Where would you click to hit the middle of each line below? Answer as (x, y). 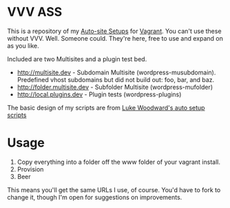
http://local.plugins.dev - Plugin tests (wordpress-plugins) (99, 94)
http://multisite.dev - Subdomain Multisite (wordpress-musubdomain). (116, 72)
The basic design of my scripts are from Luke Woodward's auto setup (106, 107)
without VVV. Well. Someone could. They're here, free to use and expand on (115, 38)
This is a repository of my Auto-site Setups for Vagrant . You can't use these (114, 31)
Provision (30, 169)
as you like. (23, 45)
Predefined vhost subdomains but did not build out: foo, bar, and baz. (116, 79)
